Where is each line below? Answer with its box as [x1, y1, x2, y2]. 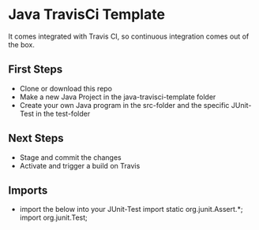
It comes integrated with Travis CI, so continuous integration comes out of [8, 32, 250, 41]
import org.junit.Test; [19, 213, 88, 222]
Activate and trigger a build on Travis [19, 161, 141, 170]
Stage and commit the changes [19, 152, 122, 162]
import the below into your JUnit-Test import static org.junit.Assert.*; [19, 205, 243, 214]
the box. [8, 39, 36, 49]
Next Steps [8, 132, 64, 145]
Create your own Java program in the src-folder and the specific [19, 100, 230, 109]
